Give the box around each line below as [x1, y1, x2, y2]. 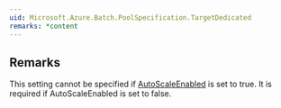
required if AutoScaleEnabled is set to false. [9, 88, 172, 99]
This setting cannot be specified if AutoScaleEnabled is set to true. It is [9, 78, 272, 90]
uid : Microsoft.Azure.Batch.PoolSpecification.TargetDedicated [9, 13, 252, 22]
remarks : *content [9, 22, 78, 31]
